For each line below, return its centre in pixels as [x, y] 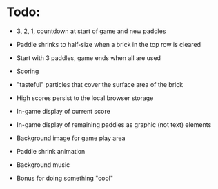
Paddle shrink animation [51, 151]
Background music [43, 165]
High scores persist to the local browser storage [85, 98]
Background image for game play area [71, 138]
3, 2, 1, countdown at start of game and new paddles [91, 31]
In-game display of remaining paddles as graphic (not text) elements [114, 124]
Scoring [28, 71]
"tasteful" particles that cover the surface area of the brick [100, 84]
